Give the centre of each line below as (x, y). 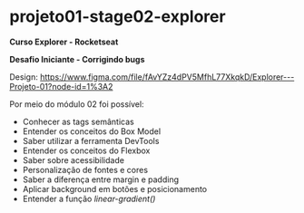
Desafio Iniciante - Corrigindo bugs (77, 59)
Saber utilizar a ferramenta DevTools (91, 140)
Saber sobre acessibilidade (74, 160)
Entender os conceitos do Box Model (92, 131)
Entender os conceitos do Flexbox (86, 150)
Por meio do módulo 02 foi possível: (77, 104)
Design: (24, 77)
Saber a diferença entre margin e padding (101, 179)
